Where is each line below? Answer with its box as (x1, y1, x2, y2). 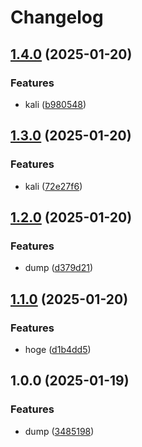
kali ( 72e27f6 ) (24, 180, 83, 192)
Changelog (10, 6, 104, 29)
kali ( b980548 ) (24, 98, 87, 110)
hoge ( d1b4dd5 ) (24, 343, 92, 355)
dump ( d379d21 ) (24, 262, 93, 274)
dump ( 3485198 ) (24, 425, 95, 437)
